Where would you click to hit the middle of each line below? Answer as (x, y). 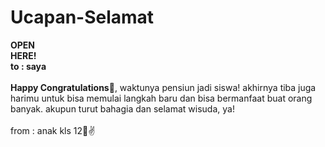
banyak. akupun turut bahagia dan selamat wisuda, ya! (122, 108)
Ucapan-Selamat (82, 17)
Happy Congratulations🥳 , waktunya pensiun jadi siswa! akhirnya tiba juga (163, 87)
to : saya (28, 66)
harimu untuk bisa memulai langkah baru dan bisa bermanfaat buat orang (161, 98)
